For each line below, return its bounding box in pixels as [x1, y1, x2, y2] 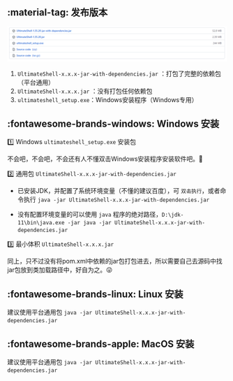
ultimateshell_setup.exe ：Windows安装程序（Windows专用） [17, 95, 198, 103]
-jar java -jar [67, 220, 112, 227]
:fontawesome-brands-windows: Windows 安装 [7, 117, 220, 129]
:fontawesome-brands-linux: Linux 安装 [7, 288, 183, 300]
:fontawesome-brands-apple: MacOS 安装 [7, 338, 195, 350]
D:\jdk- [161, 212, 184, 219]
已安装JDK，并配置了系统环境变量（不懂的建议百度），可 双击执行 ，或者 [17, 187, 220, 195]
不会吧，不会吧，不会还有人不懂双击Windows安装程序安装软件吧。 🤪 [7, 154, 204, 163]
